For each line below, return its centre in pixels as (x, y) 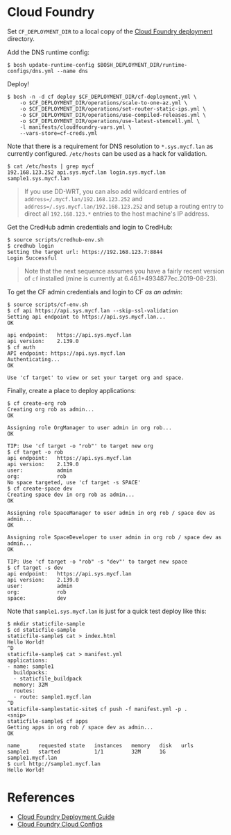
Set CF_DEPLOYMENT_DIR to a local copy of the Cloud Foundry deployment (110, 31)
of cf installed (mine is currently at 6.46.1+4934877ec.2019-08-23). (121, 278)
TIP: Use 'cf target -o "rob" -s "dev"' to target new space (97, 562)
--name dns (72, 71)
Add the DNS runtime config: (49, 52)
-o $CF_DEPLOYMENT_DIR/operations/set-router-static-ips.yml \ (113, 109)
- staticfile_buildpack (48, 678)
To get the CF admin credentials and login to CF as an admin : (95, 292)
